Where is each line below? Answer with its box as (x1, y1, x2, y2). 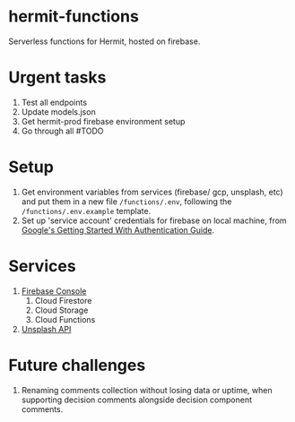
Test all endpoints (21, 97, 87, 108)
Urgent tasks (8, 67, 107, 88)
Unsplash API (21, 323, 72, 334)
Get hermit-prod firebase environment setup (21, 116, 186, 126)
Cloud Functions (34, 314, 96, 324)
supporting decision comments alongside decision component (21, 394, 253, 405)
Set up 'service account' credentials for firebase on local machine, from (21, 215, 288, 226)
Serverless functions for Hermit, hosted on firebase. (8, 36, 201, 47)
